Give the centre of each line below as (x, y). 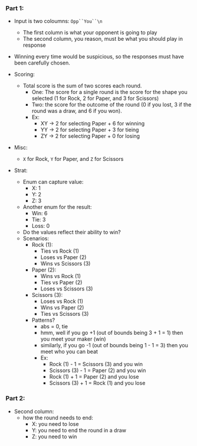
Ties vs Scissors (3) (65, 314)
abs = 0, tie (54, 327)
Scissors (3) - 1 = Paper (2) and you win (98, 370)
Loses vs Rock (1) (62, 301)
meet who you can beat (69, 352)
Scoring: (24, 75)
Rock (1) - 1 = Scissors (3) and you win (96, 364)
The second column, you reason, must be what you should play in (103, 39)
